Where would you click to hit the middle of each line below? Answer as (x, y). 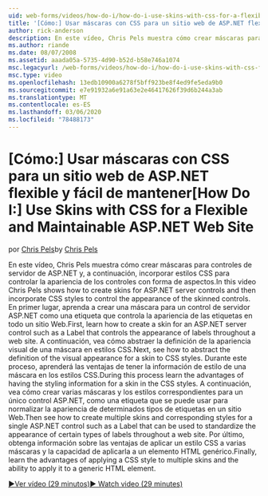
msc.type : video (35, 75)
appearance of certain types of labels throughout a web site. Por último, (126, 434)
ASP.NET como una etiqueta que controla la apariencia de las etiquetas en (130, 315)
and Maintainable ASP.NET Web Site (131, 227)
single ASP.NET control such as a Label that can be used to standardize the (132, 426)
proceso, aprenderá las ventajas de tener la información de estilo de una (127, 366)
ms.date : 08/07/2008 (43, 53)
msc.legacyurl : (33, 68)
